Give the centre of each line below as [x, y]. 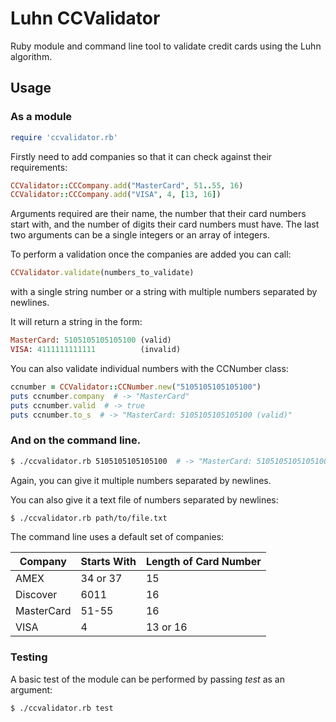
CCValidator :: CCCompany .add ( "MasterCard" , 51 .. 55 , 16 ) [127, 185]
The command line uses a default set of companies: [117, 537]
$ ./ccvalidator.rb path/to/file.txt [89, 518]
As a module [41, 117]
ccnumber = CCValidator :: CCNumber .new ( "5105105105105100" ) [136, 387]
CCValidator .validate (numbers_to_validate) [102, 273]
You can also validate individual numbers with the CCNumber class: [149, 368]
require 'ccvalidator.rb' [64, 137]
